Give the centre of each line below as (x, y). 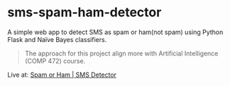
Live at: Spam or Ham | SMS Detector (62, 75)
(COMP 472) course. (55, 60)
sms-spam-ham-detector (84, 12)
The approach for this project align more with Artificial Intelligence (121, 53)
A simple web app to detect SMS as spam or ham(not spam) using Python (115, 32)
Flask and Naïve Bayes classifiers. (57, 39)
